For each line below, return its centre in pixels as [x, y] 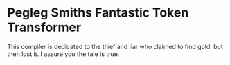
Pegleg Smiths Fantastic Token [98, 13]
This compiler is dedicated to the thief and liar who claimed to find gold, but [115, 46]
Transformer [44, 27]
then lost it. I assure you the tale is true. [63, 54]
